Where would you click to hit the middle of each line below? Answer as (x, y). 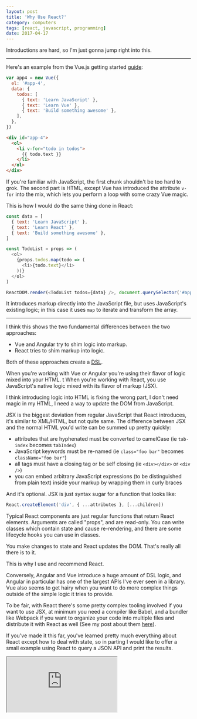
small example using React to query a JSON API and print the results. (89, 648)
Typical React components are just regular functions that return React (90, 516)
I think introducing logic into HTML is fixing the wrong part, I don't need (92, 397)
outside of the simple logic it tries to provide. (60, 594)
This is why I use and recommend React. (55, 564)
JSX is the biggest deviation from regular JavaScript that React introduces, (96, 415)
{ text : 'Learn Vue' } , (51, 105)
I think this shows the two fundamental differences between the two (88, 327)
